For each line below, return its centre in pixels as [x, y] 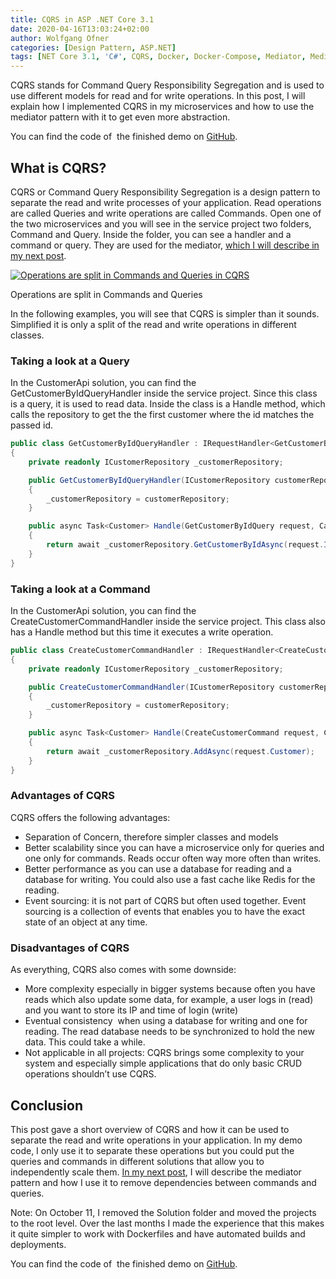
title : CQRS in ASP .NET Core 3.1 [82, 19]
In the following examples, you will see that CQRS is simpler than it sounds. [165, 313]
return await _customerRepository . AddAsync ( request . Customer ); [180, 751]
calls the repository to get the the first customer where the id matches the [162, 415]
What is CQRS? [58, 167]
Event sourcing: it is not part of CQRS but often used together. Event [165, 900]
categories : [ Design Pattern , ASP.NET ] [93, 47]
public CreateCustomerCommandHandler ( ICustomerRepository [151, 687]
